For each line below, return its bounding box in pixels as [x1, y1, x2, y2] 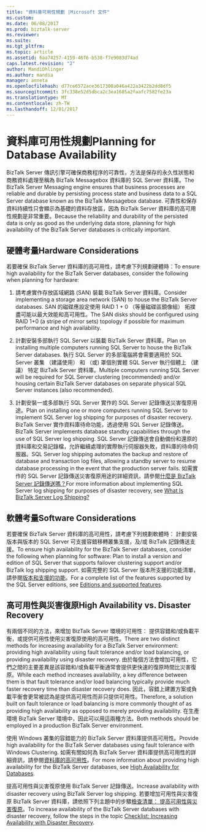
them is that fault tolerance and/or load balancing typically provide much [6, 678, 190, 685]
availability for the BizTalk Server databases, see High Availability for [6, 763, 180, 771]
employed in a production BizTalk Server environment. [6, 721, 143, 729]
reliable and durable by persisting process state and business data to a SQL [6, 190, 197, 197]
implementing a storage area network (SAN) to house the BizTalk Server [15, 296, 197, 303]
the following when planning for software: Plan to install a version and [6, 553, 182, 560]
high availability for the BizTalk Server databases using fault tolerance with [6, 741, 195, 748]
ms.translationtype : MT [6, 95, 67, 101]
